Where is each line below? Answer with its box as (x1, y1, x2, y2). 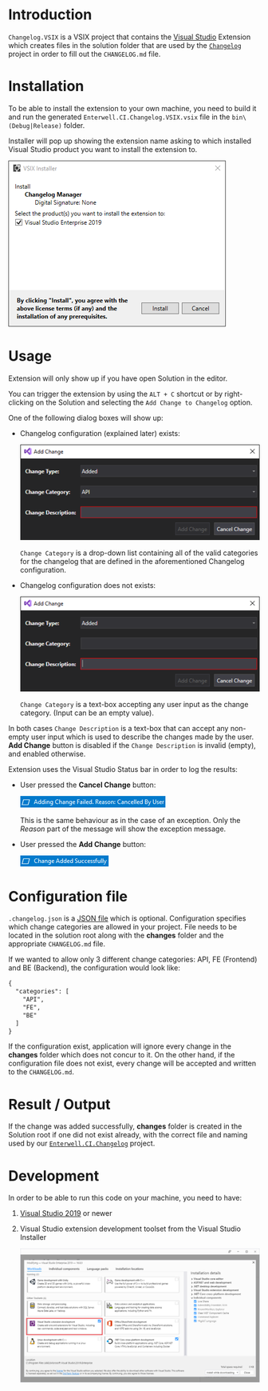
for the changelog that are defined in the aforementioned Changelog (19, 556, 245, 566)
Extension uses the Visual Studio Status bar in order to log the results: (8, 765, 238, 774)
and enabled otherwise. (8, 749, 86, 759)
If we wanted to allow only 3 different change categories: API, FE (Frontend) (8, 954, 258, 965)
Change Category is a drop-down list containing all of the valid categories (19, 548, 258, 558)
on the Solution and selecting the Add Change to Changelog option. (35, 398, 253, 407)
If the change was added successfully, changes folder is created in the (8, 1121, 242, 1131)
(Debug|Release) (8, 122, 62, 130)
